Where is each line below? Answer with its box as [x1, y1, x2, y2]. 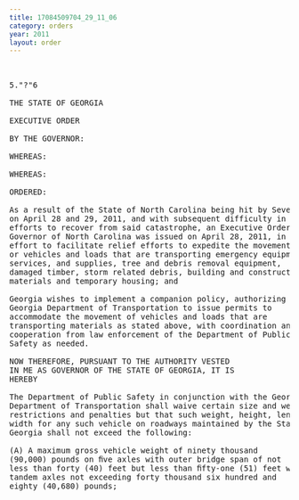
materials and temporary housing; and [9, 276, 179, 286]
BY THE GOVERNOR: [9, 134, 85, 143]
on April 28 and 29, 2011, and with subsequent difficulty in [9, 214, 287, 224]
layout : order [9, 37, 62, 47]
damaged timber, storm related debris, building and [9, 267, 245, 277]
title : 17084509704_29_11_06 [9, 12, 117, 22]
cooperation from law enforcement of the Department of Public [9, 330, 291, 340]
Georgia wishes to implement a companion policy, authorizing [9, 294, 287, 304]
